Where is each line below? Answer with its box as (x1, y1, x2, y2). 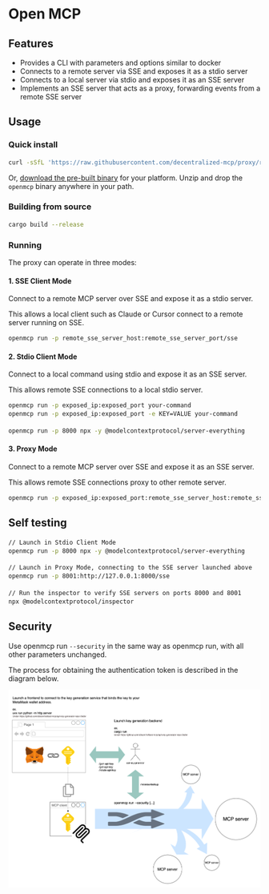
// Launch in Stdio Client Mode (8, 538, 116, 546)
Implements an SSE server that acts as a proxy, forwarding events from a (19, 83, 261, 93)
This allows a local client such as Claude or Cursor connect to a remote (8, 309, 243, 319)
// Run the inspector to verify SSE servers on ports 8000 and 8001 (8, 589, 242, 597)
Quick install (8, 139, 58, 151)
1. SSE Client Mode (8, 276, 72, 285)
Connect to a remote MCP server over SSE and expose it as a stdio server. (8, 294, 254, 304)
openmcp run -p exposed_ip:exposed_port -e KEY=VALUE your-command (8, 410, 239, 418)
